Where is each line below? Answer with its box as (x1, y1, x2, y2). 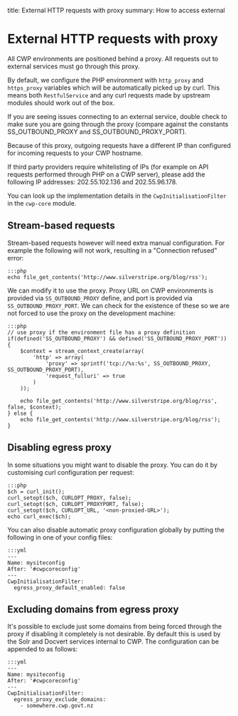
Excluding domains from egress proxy (7, 603, 179, 615)
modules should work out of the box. (7, 98, 115, 107)
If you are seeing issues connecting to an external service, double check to (7, 112, 227, 120)
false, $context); (7, 404, 62, 411)
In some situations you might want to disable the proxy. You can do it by (7, 460, 218, 469)
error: (7, 253, 24, 262)
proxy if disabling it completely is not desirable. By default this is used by (7, 630, 221, 638)
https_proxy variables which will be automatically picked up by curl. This (7, 83, 220, 92)
